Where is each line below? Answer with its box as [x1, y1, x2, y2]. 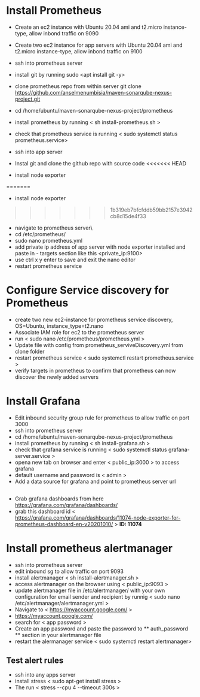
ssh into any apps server [14, 671, 76, 678]
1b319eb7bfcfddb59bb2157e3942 [110, 206, 193, 213]
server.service [14, 452, 51, 459]
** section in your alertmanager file [14, 632, 101, 639]
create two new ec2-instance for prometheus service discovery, [14, 316, 173, 323]
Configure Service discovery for [6, 283, 169, 297]
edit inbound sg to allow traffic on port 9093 [14, 568, 124, 575]
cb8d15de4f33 [110, 212, 146, 219]
